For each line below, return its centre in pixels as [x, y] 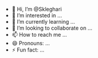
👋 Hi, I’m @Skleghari [37, 9]
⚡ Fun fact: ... [28, 50]
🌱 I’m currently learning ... [43, 22]
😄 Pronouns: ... [31, 43]
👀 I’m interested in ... [37, 15]
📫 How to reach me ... [39, 35]
